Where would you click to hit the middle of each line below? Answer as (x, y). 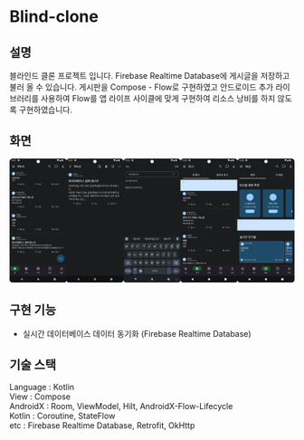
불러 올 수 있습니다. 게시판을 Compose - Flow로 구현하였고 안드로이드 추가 (142, 87)
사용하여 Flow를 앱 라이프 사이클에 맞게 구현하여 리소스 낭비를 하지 (158, 98)
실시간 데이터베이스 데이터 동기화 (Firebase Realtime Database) (137, 333)
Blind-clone (54, 17)
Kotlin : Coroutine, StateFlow (62, 416)
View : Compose (40, 397)
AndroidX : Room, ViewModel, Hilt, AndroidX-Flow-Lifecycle (121, 407)
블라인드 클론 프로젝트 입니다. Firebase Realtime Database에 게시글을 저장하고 (150, 76)
